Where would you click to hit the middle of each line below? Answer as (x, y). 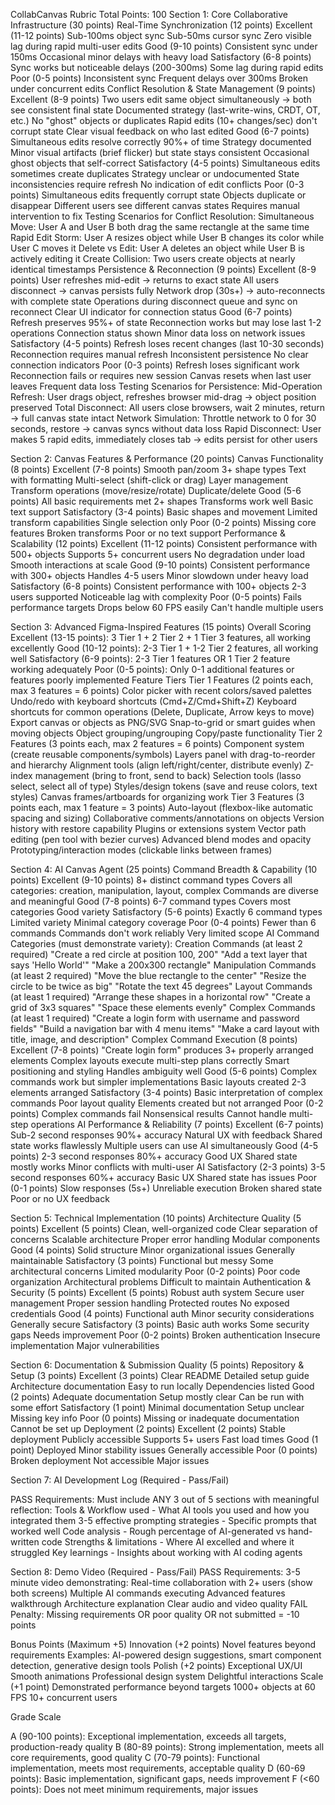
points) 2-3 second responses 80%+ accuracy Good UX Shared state (154, 1156)
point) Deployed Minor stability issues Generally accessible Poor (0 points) (164, 1450)
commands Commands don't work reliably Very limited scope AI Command (165, 933)
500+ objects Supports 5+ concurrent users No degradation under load (158, 554)
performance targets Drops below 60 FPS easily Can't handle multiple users (167, 607)
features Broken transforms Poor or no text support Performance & (148, 533)
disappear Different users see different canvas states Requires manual (155, 205)
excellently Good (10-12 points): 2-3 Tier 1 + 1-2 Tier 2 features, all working (164, 648)
